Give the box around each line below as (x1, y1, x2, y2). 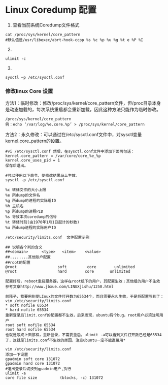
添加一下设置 (5, 352, 28, 358)
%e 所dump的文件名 (5, 193, 41, 198)
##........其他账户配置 (5, 254, 51, 260)
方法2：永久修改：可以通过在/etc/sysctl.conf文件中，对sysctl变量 (5, 132, 142, 138)
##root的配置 (5, 260, 30, 265)
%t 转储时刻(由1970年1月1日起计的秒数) (5, 220, 80, 225)
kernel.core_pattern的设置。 (5, 138, 64, 144)
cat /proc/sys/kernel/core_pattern (5, 32, 81, 37)
